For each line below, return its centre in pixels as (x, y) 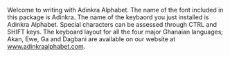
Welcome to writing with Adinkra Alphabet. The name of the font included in (115, 10)
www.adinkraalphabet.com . (46, 46)
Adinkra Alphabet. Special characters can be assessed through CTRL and (112, 24)
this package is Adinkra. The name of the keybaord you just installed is (108, 17)
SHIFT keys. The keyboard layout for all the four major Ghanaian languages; (115, 32)
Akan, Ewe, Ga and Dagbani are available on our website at (91, 39)
